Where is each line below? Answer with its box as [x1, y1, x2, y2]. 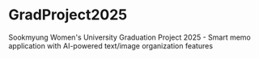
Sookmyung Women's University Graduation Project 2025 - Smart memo [8, 32, 251, 42]
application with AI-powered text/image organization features [8, 40, 213, 50]
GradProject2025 [8, 6, 128, 24]
